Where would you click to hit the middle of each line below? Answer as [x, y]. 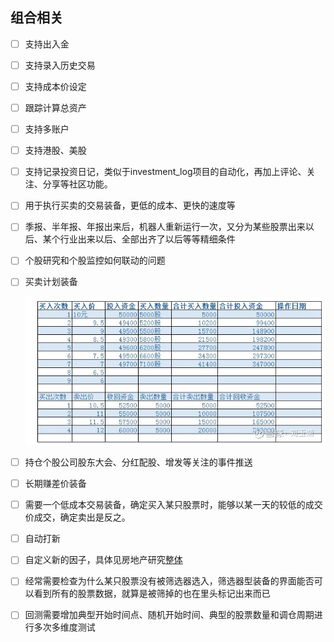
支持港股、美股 [55, 150]
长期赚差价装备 [55, 484]
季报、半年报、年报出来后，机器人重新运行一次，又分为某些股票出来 [165, 227]
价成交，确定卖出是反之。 [77, 517]
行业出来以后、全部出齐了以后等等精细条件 [147, 239]
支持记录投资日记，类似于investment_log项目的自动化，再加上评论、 [165, 172]
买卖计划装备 [51, 282]
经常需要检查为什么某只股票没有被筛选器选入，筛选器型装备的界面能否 [169, 581]
